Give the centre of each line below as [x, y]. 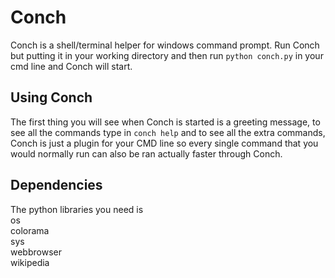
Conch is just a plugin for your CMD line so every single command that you [164, 143]
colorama [30, 230]
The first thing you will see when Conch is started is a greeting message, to [165, 122]
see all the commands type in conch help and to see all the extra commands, [168, 132]
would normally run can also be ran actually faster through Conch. [146, 153]
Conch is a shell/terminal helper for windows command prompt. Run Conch [165, 45]
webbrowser [36, 252]
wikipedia [30, 262]
